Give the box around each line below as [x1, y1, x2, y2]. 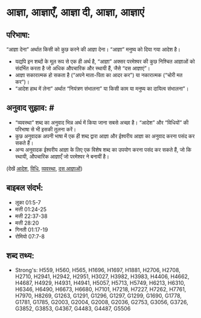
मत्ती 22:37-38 [14, 212, 48, 220]
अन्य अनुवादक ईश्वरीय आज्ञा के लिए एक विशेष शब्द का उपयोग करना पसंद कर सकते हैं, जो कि [14, 146, 192, 153]
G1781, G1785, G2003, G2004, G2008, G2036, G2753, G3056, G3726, [14, 299, 188, 306]
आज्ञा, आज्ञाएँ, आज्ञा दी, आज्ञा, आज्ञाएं [6, 5, 145, 19]
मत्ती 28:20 [14, 219, 39, 226]
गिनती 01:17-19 [14, 226, 48, 233]
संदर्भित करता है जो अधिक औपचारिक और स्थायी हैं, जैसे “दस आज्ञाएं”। [14, 65, 151, 72]
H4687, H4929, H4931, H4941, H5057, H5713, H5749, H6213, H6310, [14, 279, 186, 287]
